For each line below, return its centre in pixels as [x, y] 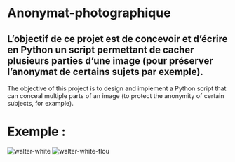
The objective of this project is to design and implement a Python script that [117, 88]
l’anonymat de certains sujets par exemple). [105, 72]
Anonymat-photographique [89, 13]
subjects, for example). [40, 103]
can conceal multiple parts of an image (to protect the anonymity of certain [116, 96]
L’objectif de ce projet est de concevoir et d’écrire [117, 39]
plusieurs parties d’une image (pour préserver [110, 61]
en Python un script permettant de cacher [101, 49]
